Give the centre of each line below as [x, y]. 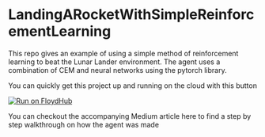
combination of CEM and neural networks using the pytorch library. [117, 70]
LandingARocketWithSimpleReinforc [131, 15]
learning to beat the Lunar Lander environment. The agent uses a [114, 62]
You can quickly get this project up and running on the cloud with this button [132, 86]
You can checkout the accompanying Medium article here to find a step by [130, 116]
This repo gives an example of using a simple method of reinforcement [123, 53]
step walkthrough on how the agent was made [84, 124]
